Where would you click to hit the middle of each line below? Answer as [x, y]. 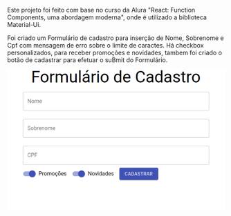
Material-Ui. [24, 24]
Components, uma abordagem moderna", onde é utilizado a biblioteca [107, 17]
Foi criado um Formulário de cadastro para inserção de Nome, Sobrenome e [116, 38]
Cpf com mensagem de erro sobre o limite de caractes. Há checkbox [105, 45]
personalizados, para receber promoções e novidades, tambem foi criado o [115, 52]
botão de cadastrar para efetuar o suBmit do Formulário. [87, 60]
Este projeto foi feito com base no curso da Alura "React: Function [101, 10]
